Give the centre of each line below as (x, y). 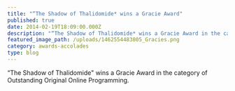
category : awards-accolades (48, 46)
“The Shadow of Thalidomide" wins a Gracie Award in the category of (107, 72)
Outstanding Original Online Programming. (68, 80)
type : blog (23, 53)
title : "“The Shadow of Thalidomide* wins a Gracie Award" (95, 14)
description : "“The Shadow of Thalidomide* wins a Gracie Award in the (114, 33)
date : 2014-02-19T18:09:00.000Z (54, 27)
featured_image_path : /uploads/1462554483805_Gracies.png (93, 40)
